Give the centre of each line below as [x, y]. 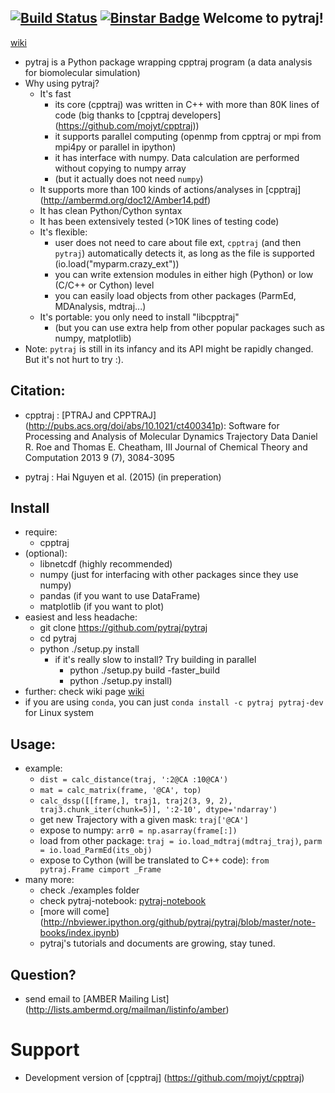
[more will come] [74, 912]
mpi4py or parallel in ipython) [115, 147]
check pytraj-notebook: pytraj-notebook [123, 901]
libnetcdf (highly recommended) [106, 564]
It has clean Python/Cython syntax [111, 210]
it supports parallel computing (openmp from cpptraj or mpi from [188, 136]
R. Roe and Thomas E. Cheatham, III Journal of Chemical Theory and [166, 447]
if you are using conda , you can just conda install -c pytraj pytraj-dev [174, 702]
